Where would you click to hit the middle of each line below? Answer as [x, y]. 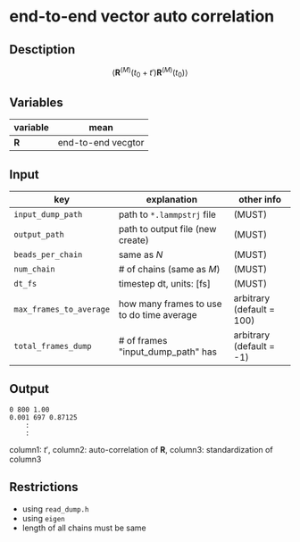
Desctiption [42, 50]
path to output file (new [167, 229]
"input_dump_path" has [167, 352]
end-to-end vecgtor [101, 143]
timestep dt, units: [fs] [165, 284]
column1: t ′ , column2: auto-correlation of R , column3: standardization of [142, 449]
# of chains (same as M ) [169, 270]
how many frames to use [170, 304]
